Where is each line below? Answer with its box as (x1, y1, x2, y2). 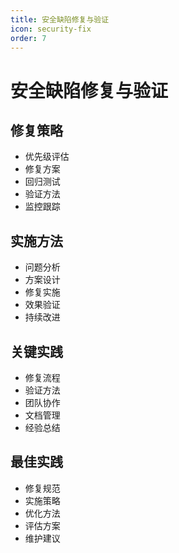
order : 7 (10, 33, 47, 43)
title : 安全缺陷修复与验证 (10, 14, 110, 25)
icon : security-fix (10, 24, 92, 34)
